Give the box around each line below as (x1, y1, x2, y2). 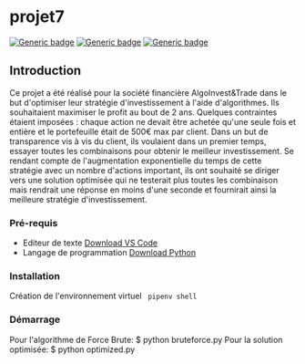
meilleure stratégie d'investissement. (9, 193, 147, 204)
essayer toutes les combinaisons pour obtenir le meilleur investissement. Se (9, 145, 294, 156)
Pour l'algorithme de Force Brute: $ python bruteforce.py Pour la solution (9, 334, 283, 345)
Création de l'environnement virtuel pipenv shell (9, 290, 198, 302)
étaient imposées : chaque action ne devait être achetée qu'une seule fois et (9, 116, 297, 127)
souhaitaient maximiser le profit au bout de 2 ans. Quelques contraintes (9, 107, 278, 118)
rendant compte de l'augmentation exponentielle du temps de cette (9, 155, 262, 166)
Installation (9, 269, 61, 282)
